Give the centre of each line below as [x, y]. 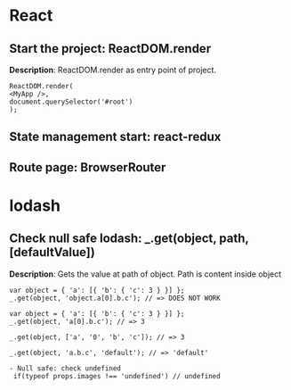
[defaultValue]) [52, 252]
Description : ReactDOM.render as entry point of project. [113, 70]
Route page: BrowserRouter [88, 167]
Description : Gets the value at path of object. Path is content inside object [145, 274]
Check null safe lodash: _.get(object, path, [129, 239]
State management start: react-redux [115, 137]
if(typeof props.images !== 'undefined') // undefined [117, 376]
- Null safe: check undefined [65, 368]
